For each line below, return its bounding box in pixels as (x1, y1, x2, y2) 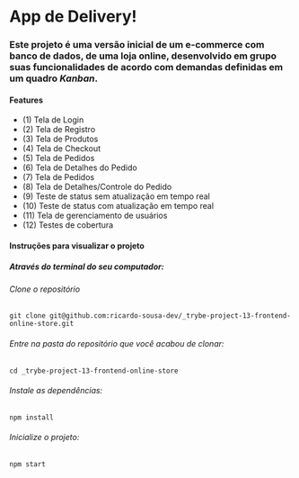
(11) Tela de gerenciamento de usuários (22, 210, 168, 221)
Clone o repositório (9, 284, 81, 294)
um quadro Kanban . (9, 72, 99, 85)
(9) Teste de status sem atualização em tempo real (22, 191, 211, 202)
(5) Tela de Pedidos (22, 153, 95, 164)
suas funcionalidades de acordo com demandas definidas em (9, 61, 284, 74)
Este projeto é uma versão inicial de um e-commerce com (9, 39, 265, 51)
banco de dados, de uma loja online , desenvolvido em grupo (9, 50, 277, 62)
